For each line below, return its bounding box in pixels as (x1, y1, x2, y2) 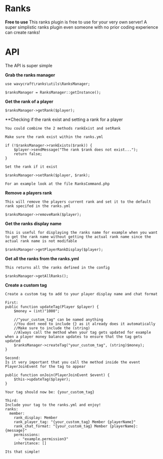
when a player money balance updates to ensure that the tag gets (5, 334, 143, 339)
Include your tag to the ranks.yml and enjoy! (5, 402, 101, 407)
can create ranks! (5, 29, 40, 35)
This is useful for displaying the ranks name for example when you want (5, 230, 158, 235)
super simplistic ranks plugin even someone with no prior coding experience (5, 24, 158, 30)
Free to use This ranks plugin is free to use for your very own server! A (5, 19, 147, 25)
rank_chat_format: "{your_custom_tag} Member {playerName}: (14, 423, 138, 429)
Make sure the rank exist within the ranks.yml (5, 134, 104, 139)
